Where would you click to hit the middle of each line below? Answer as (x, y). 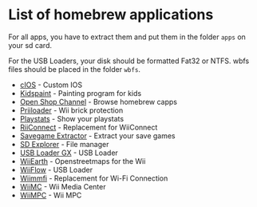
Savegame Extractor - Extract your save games (97, 135)
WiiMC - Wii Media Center (63, 186)
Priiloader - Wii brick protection (71, 110)
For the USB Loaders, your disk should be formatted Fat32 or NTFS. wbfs (129, 61)
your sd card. (30, 45)
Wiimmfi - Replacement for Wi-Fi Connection (94, 178)
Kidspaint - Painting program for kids (81, 93)
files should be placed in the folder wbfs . (75, 69)
